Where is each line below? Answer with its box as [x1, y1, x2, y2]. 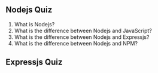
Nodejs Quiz [5, 5, 53, 15]
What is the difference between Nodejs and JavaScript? [14, 27, 152, 34]
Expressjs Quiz [5, 57, 63, 68]
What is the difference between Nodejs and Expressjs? [14, 33, 150, 41]
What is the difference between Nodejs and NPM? [14, 39, 138, 47]
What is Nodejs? [14, 20, 55, 28]
